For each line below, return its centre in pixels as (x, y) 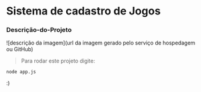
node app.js (21, 72)
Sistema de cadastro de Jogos (84, 11)
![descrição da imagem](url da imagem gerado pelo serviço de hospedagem (101, 43)
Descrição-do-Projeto (39, 30)
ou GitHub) (20, 49)
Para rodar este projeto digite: (58, 61)
